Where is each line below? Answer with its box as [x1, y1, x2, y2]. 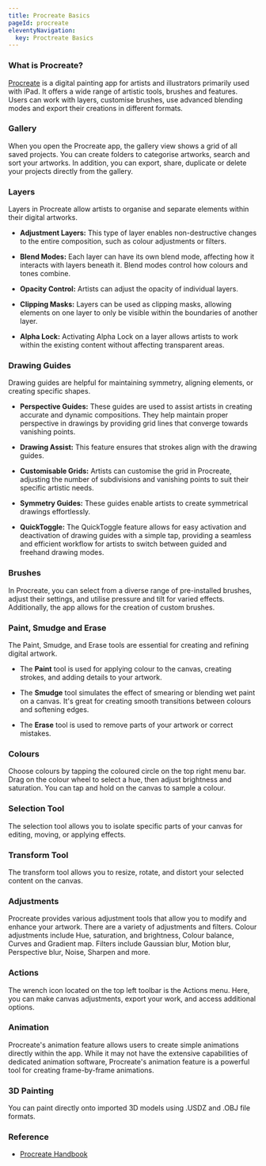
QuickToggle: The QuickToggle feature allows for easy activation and [19, 522, 247, 532]
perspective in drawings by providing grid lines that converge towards [19, 418, 249, 429]
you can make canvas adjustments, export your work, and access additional [8, 994, 256, 1003]
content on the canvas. [8, 875, 83, 885]
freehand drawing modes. [19, 548, 104, 557]
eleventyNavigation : [8, 26, 77, 34]
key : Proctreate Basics [15, 33, 93, 42]
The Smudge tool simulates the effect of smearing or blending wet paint [19, 688, 256, 698]
